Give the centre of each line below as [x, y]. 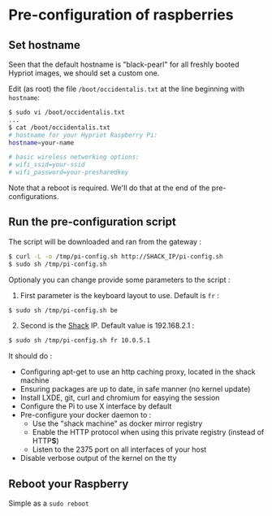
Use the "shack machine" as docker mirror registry [117, 423]
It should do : [30, 356]
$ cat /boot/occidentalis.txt [60, 128]
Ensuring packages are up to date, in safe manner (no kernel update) [135, 389]
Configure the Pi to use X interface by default [96, 406]
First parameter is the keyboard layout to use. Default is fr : [119, 295]
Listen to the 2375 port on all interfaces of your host [119, 449]
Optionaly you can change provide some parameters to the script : [119, 280]
